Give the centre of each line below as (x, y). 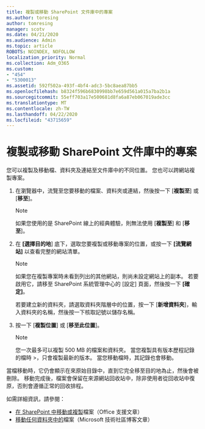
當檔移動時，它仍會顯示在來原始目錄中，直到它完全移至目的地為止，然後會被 (103, 371)
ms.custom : (20, 69)
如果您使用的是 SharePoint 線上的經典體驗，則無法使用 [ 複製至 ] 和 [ (100, 223)
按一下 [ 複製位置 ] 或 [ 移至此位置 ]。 (59, 325)
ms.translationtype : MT (37, 103)
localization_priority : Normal (46, 57)
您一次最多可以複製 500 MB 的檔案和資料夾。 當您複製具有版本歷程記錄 (105, 350)
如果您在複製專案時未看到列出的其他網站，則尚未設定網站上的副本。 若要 (107, 276)
